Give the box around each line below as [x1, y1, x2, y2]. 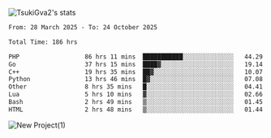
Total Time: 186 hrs [8, 37, 79, 46]
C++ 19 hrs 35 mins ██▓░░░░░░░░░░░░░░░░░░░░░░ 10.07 [8, 67, 264, 76]
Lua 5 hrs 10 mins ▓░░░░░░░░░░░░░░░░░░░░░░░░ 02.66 [8, 90, 264, 99]
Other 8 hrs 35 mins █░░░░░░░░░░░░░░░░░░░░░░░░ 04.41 [8, 83, 264, 91]
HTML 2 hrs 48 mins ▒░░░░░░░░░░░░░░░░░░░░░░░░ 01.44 [8, 106, 264, 114]
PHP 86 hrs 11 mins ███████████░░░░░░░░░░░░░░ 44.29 [8, 53, 264, 61]
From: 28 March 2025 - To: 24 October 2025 [8, 24, 158, 32]
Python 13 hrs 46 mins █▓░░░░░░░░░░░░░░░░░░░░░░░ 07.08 [8, 75, 264, 84]
